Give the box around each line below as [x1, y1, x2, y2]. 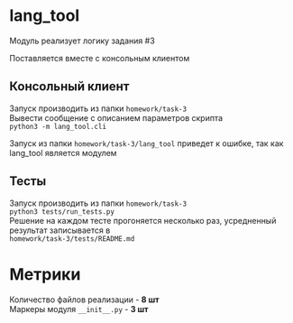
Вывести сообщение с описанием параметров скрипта [9, 112, 224, 123]
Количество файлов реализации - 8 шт [9, 294, 160, 305]
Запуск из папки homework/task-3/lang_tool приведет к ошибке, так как [9, 137, 284, 149]
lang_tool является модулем [9, 147, 117, 158]
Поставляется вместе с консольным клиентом [9, 52, 190, 63]
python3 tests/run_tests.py [9, 207, 115, 217]
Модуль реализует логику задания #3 [9, 35, 155, 46]
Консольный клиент [9, 78, 130, 95]
